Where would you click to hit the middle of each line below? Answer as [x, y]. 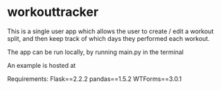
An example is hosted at [42, 65]
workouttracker [53, 12]
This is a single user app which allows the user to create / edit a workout [110, 31]
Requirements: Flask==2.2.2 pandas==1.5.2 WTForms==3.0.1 [95, 79]
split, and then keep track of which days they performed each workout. [108, 38]
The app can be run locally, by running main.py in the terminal [95, 52]
